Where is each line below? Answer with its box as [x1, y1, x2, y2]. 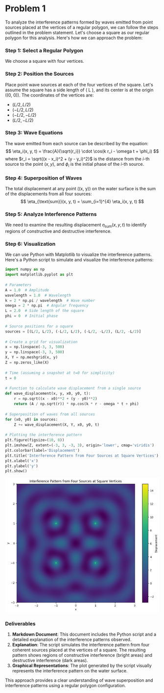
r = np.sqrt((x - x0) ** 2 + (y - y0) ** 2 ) [14, 396, 97, 401]
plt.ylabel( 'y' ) [5, 463, 38, 468]
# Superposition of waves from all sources [5, 411, 95, 417]
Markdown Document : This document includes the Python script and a [12, 631, 157, 638]
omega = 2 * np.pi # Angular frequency [5, 303, 89, 308]
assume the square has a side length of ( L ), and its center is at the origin [5, 87, 154, 93]
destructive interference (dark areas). [12, 658, 88, 664]
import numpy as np [5, 267, 45, 272]
